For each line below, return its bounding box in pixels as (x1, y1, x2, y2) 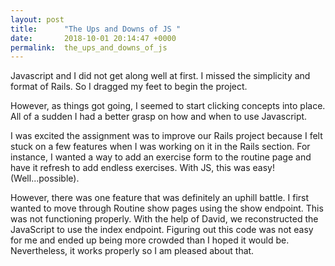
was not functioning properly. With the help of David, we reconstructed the (10, 213, 319, 225)
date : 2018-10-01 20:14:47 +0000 (10, 33, 177, 43)
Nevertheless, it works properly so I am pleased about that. (10, 245, 255, 257)
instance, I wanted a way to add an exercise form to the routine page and (10, 151, 312, 163)
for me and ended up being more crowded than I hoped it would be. (10, 234, 290, 246)
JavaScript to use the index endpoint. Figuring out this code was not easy (10, 224, 314, 236)
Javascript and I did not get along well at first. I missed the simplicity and (10, 70, 311, 82)
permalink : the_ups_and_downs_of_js (10, 42, 168, 53)
